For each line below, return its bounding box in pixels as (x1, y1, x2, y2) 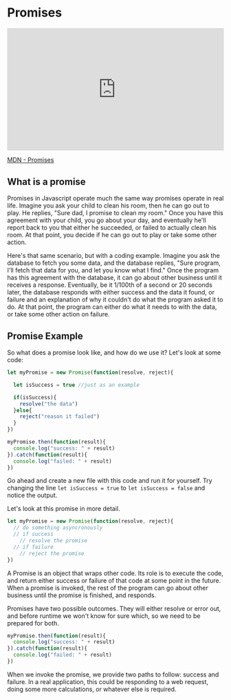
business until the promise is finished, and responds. (7, 591, 157, 599)
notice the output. (7, 491, 58, 499)
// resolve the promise (19, 537, 88, 544)
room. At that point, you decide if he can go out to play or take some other (7, 231, 217, 239)
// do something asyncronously (13, 524, 103, 532)
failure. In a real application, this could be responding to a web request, (7, 677, 208, 686)
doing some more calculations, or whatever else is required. (7, 685, 177, 693)
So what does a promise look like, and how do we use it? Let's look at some (7, 348, 221, 357)
